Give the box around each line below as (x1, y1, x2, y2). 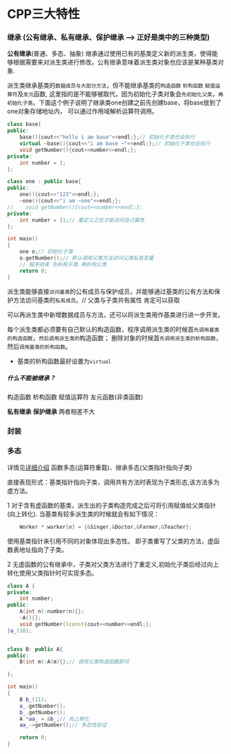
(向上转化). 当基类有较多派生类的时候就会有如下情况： (7, 510, 160, 518)
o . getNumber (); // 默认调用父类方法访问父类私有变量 (19, 255, 154, 262)
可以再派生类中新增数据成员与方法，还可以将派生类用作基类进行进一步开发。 (7, 311, 224, 319)
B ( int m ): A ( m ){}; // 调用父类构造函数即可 (19, 658, 129, 665)
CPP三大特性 (7, 6, 80, 22)
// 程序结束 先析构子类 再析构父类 (19, 261, 107, 268)
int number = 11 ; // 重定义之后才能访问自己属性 (19, 216, 145, 224)
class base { (7, 121, 41, 128)
